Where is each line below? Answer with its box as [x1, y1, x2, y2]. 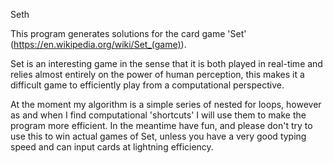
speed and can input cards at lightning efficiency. [10, 141, 214, 153]
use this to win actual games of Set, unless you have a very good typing [10, 130, 307, 142]
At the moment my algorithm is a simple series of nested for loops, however [10, 99, 322, 110]
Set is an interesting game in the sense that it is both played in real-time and [10, 58, 323, 69]
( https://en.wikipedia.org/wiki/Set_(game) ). [10, 39, 187, 50]
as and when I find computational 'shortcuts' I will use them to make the [10, 109, 307, 121]
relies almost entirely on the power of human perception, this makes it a [10, 69, 305, 80]
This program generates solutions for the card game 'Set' [10, 28, 247, 39]
